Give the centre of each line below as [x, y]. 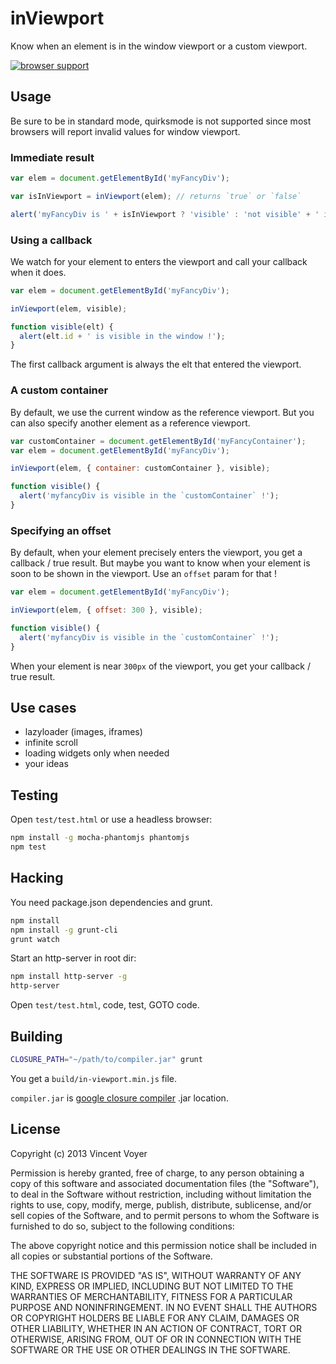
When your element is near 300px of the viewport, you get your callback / [161, 666]
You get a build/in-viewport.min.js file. [94, 1078]
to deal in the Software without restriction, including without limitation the [161, 1194]
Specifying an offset [61, 530]
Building [36, 1036]
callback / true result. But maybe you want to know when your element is [160, 563]
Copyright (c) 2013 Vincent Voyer [79, 1153]
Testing [34, 795]
